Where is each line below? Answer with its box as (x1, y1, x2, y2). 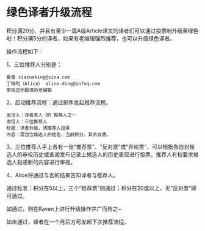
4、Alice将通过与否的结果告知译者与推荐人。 (6, 171, 119, 178)
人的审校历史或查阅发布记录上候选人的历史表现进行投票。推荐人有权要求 (11, 151, 193, 158)
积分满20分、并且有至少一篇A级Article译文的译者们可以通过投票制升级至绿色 (6, 27, 199, 34)
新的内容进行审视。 (27, 158, 76, 165)
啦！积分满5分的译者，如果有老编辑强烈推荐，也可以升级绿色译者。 (6, 34, 176, 42)
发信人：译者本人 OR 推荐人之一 (6, 112, 77, 118)
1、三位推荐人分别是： (6, 61, 62, 68)
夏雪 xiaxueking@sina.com (6, 74, 70, 80)
